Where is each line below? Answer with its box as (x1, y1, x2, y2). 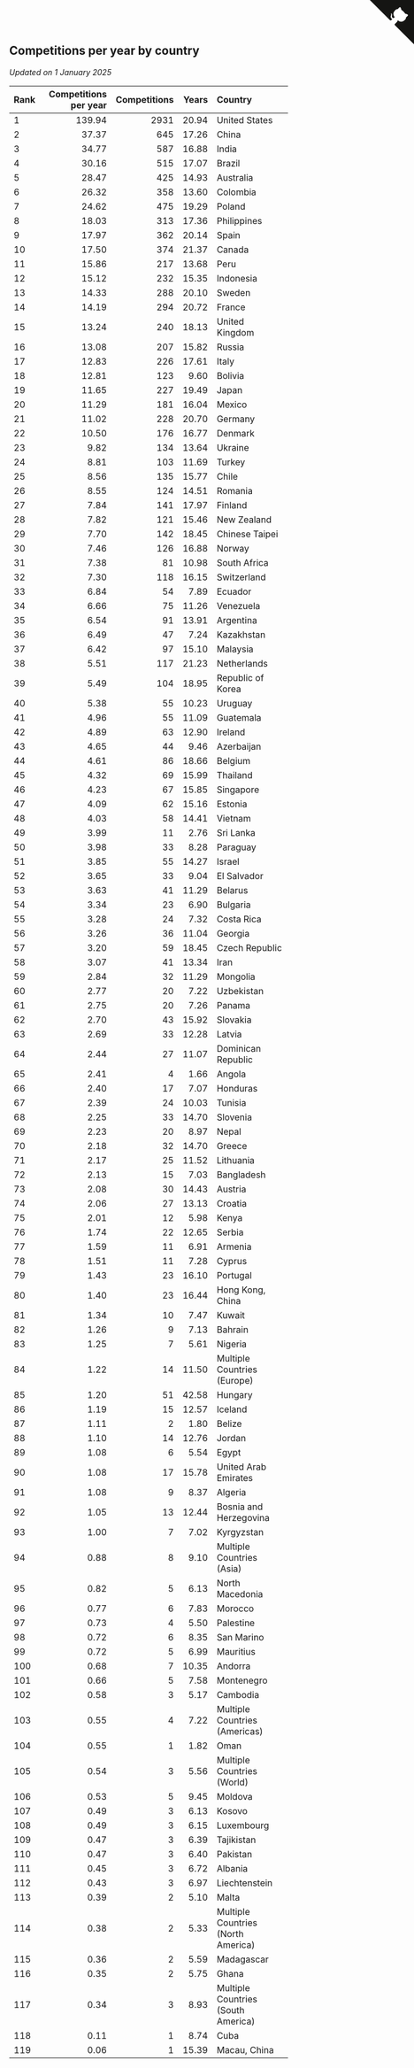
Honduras (216, 1082, 258, 1094)
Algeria (216, 1485, 247, 1498)
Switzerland (216, 571, 266, 583)
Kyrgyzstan (216, 1525, 264, 1538)
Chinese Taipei (216, 528, 279, 540)
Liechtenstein (216, 1877, 273, 1889)
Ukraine (216, 441, 249, 453)
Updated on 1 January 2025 (9, 66, 112, 77)
